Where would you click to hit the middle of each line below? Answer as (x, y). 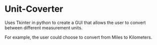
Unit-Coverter (34, 9)
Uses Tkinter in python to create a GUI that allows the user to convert (75, 22)
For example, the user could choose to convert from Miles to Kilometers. (78, 37)
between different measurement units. (44, 27)
